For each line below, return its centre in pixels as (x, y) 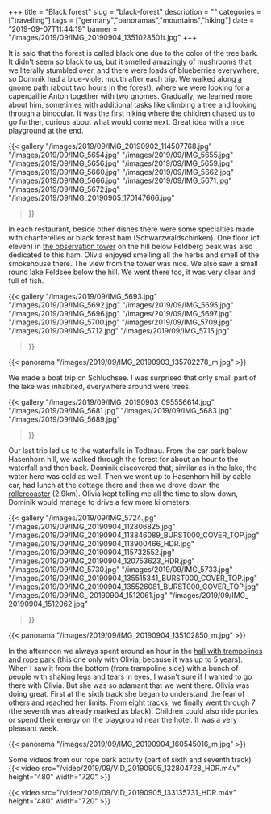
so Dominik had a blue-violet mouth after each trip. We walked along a (125, 79)
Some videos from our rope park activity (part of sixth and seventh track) (130, 759)
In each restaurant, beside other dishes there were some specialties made (131, 229)
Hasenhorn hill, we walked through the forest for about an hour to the (123, 459)
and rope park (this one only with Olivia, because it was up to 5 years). (126, 659)
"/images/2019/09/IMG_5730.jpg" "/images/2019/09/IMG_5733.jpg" (121, 569)
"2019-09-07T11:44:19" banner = (63, 29)
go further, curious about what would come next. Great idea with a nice (127, 122)
